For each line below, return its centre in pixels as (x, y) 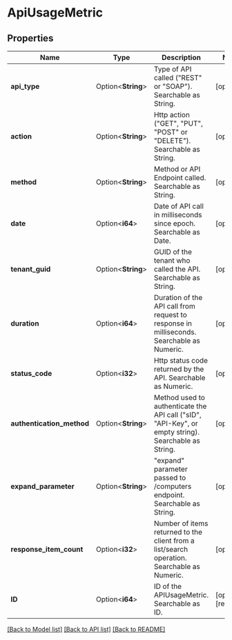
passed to (170, 478)
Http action (172, 115)
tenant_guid (31, 269)
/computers (173, 486)
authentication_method (50, 423)
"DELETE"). (172, 141)
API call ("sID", (177, 415)
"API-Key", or (176, 423)
